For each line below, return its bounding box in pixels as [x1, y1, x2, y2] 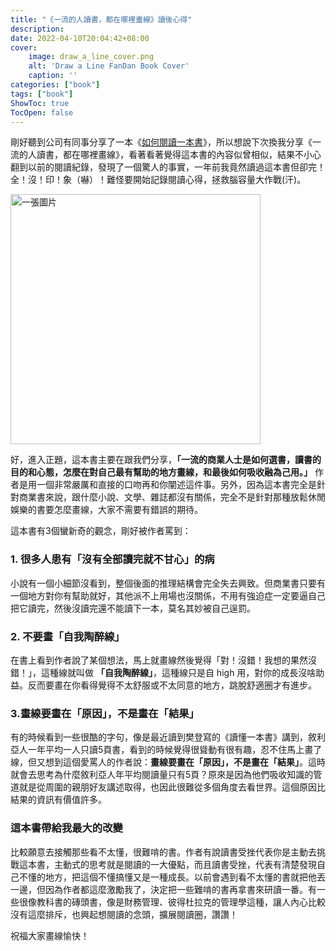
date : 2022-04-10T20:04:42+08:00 [10, 33, 150, 43]
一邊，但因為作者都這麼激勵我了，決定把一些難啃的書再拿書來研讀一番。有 [10, 883, 317, 895]
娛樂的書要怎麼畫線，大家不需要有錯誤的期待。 [10, 504, 203, 516]
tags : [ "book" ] [10, 89, 74, 99]
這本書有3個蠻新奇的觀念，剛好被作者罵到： [10, 525, 192, 537]
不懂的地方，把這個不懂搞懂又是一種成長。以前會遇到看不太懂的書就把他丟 [18, 871, 326, 883]
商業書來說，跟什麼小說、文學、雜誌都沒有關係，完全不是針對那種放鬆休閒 [18, 491, 326, 503]
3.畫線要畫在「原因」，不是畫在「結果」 [10, 706, 200, 720]
